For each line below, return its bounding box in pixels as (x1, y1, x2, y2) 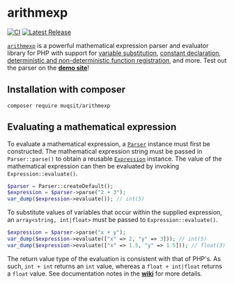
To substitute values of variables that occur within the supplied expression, (7, 208, 223, 216)
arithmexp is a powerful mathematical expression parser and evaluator (7, 41, 209, 49)
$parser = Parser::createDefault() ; (7, 182, 114, 189)
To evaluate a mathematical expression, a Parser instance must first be (7, 139, 210, 148)
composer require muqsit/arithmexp (7, 102, 111, 109)
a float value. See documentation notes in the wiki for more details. (7, 269, 203, 278)
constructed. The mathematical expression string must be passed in (7, 147, 203, 155)
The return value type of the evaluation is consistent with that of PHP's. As (7, 254, 221, 262)
